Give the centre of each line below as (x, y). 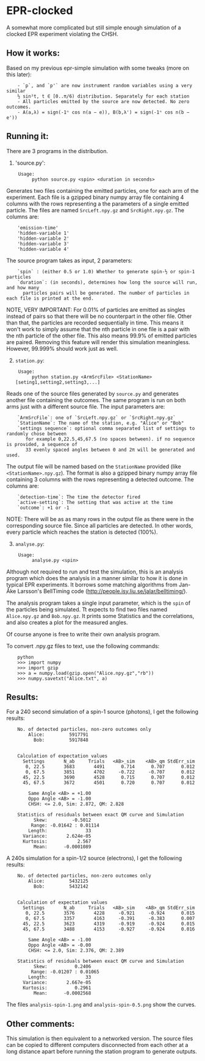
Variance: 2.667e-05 (57, 983)
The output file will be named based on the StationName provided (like (94, 466)
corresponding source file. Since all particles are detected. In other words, (100, 525)
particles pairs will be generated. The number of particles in (106, 293)
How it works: (33, 53)
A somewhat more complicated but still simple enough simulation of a (94, 27)
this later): (19, 74)
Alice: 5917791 (58, 735)
